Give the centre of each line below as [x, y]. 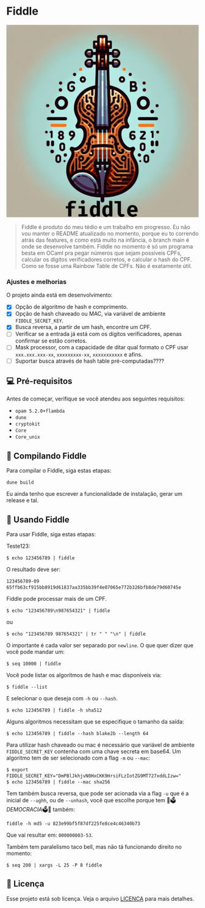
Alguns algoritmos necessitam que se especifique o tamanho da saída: [95, 722]
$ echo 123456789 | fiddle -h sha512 [54, 710]
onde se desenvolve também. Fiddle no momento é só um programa [107, 246]
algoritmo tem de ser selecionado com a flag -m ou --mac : [78, 758]
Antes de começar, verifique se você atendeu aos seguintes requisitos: [95, 399]
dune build [20, 483]
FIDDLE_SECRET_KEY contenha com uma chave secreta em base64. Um [94, 752]
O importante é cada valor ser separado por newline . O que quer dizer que [100, 645]
